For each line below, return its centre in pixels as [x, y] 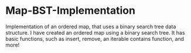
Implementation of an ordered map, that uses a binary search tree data [91, 26]
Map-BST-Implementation [71, 11]
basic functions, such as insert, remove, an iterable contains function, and [95, 39]
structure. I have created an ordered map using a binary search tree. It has [95, 32]
